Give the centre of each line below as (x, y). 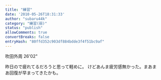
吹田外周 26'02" (21, 56)
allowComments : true (26, 32)
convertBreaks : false (27, 37)
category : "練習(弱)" (26, 23)
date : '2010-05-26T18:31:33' (35, 14)
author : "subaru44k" (26, 19)
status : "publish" (24, 28)
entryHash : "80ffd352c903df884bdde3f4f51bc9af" (55, 42)
